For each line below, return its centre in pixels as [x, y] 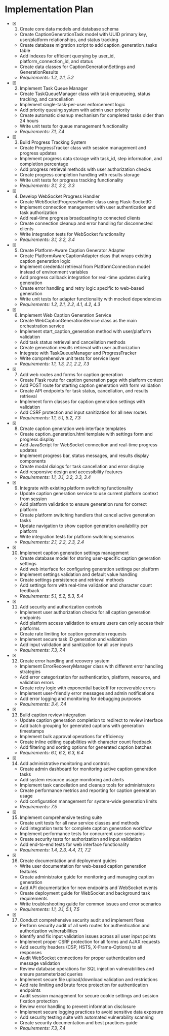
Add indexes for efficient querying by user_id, [67, 56]
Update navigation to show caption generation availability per [83, 526]
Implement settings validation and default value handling [78, 574]
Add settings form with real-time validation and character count [86, 585]
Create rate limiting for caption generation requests [73, 633]
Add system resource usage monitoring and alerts [72, 779]
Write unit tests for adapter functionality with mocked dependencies [91, 299]
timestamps [32, 731]
